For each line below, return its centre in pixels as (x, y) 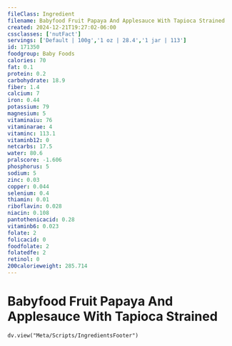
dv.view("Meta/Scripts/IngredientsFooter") (73, 335)
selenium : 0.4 (29, 193)
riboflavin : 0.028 (35, 207)
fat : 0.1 (20, 67)
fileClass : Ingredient (41, 14)
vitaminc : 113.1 (31, 133)
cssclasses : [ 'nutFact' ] (44, 34)
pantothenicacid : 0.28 (41, 220)
